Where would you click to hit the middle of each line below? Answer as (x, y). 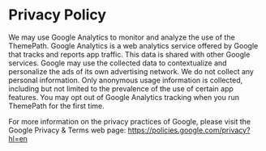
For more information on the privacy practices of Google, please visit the (130, 121)
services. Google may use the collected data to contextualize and (118, 63)
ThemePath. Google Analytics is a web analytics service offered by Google (133, 45)
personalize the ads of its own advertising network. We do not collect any (131, 71)
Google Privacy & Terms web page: (67, 130)
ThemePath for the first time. (57, 106)
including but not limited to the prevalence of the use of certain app (121, 88)
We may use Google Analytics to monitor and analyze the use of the (122, 37)
